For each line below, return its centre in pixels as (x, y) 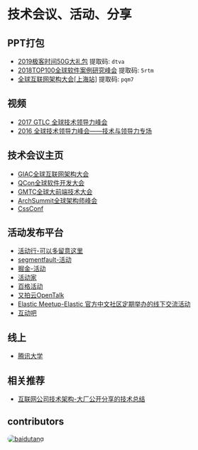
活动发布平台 (35, 232)
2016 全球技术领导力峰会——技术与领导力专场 (85, 131)
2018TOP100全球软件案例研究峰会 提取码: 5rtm (86, 70)
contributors (36, 422)
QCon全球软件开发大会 (51, 182)
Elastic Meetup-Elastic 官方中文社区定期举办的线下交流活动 (104, 304)
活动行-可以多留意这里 (50, 251)
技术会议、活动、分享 (70, 15)
